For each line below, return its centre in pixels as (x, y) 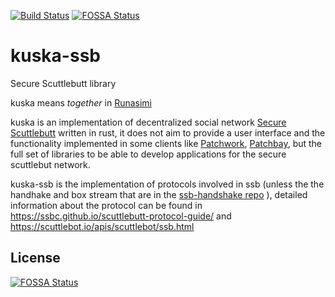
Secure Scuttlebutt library (63, 83)
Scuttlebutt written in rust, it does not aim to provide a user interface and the (168, 132)
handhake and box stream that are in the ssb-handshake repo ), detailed (159, 194)
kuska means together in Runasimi (81, 102)
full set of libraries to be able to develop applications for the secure (148, 154)
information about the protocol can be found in (106, 205)
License (35, 258)
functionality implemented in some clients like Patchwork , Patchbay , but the (166, 143)
